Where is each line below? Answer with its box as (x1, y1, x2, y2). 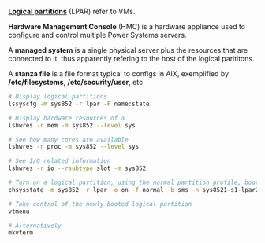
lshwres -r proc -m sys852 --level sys (8, 143, 140, 151)
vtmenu (8, 208, 30, 215)
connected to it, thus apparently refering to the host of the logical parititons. (8, 54, 255, 63)
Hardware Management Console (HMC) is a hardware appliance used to (8, 22, 246, 31)
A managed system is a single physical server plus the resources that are (8, 46, 248, 54)
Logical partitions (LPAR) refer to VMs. (8, 7, 136, 16)
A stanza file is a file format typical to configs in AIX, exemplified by (8, 69, 230, 78)
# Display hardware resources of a (8, 114, 125, 122)
